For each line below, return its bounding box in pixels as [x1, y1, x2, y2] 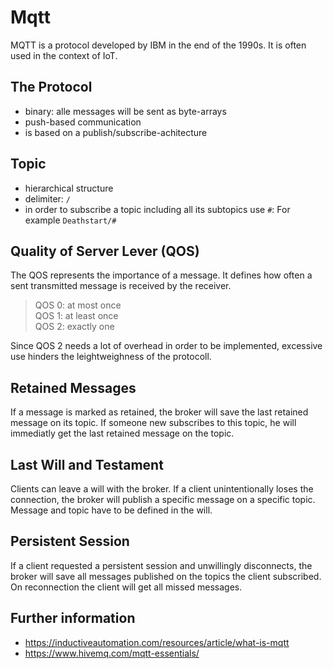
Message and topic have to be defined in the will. [10, 504, 213, 516]
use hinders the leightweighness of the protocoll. [10, 351, 212, 363]
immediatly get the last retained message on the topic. [10, 427, 235, 440]
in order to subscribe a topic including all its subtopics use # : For [24, 203, 291, 215]
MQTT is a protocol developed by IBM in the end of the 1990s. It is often [10, 39, 307, 51]
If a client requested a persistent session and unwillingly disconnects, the [10, 559, 313, 571]
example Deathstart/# [24, 214, 117, 226]
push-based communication [24, 116, 142, 128]
